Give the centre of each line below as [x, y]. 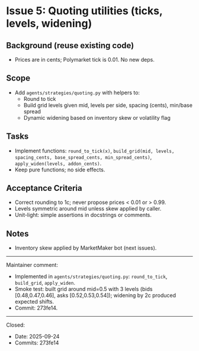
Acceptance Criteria [44, 188]
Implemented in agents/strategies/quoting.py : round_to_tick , [91, 276]
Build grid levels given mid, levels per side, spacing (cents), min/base [108, 105]
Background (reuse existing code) [70, 45]
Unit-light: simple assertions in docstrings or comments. [83, 215]
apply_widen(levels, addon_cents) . [58, 163]
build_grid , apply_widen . [45, 283]
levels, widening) [49, 23]
